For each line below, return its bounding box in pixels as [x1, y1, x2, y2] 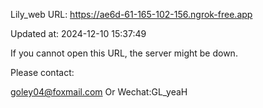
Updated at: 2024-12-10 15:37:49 [10, 28, 147, 39]
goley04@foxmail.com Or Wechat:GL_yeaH [10, 86, 188, 98]
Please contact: [10, 67, 75, 78]
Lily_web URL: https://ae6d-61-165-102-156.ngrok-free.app [10, 9, 253, 20]
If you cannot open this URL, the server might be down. [10, 47, 238, 59]
